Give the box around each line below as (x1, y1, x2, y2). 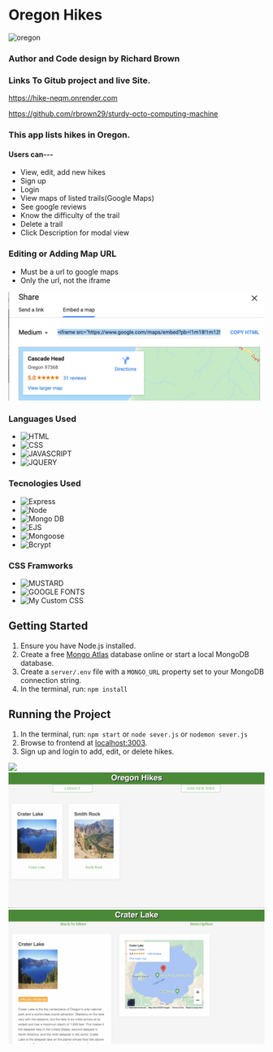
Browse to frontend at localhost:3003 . (19, 737, 148, 747)
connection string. (19, 675, 82, 685)
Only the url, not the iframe (19, 275, 111, 285)
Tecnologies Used (8, 478, 81, 489)
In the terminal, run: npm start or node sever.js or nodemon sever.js (19, 729, 248, 739)
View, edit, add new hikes (19, 167, 106, 177)
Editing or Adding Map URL (8, 248, 117, 259)
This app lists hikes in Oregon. (8, 129, 131, 141)
